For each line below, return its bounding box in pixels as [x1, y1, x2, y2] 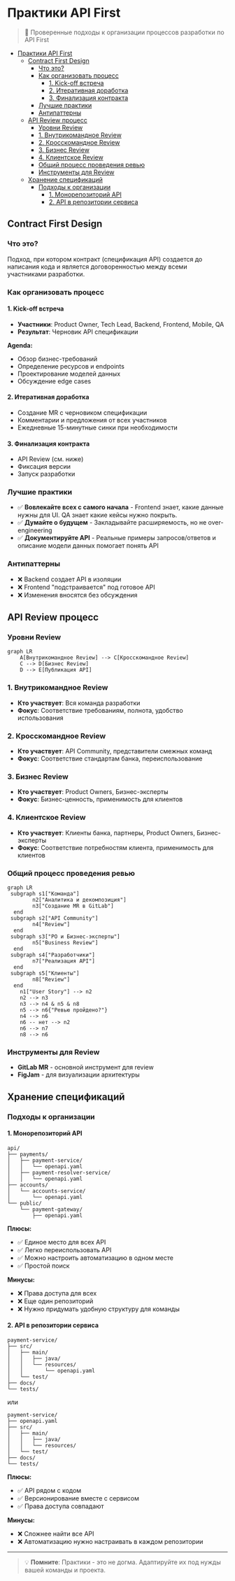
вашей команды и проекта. [24, 1566, 106, 1574]
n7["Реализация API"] [32, 957, 96, 965]
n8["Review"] [32, 976, 71, 983]
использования [17, 714, 64, 722]
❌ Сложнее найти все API [17, 1529, 94, 1538]
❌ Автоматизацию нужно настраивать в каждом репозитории [17, 1537, 204, 1545]
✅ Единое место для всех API [17, 1238, 106, 1246]
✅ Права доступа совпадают [17, 1502, 104, 1510]
